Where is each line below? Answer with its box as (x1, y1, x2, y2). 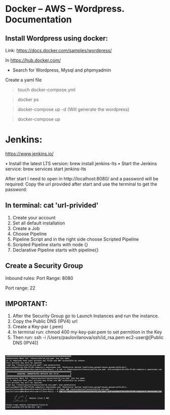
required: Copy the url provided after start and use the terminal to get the (5, 181, 158, 187)
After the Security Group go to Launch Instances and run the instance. (12, 313, 159, 319)
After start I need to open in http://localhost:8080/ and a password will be (5, 175, 158, 181)
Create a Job (12, 225, 40, 231)
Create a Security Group (5, 261, 83, 270)
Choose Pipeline (12, 231, 47, 237)
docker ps (17, 97, 39, 102)
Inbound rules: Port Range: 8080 (5, 275, 73, 281)
